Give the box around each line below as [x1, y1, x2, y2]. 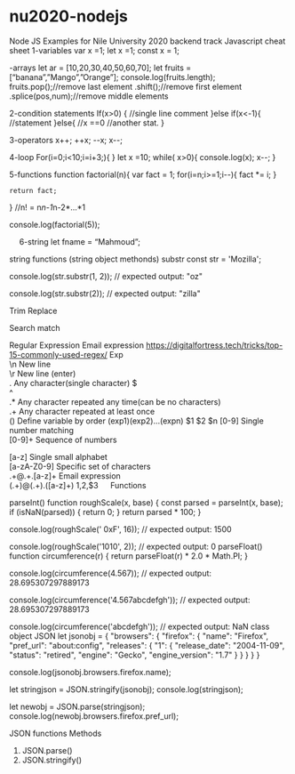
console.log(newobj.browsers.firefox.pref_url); [9, 710, 179, 722]
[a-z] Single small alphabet [9, 451, 108, 462]
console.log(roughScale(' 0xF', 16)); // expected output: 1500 [9, 523, 233, 535]
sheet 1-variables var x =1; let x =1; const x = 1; [9, 44, 180, 55]
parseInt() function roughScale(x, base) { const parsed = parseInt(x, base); [9, 496, 283, 508]
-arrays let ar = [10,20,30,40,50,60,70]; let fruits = [9, 62, 192, 73]
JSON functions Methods [9, 728, 102, 738]
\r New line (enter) [9, 367, 76, 379]
